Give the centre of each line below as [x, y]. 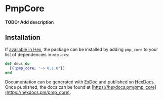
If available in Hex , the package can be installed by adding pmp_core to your [81, 49]
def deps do [17, 63]
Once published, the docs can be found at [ [49, 87]
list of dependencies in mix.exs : [37, 54]
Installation [23, 37]
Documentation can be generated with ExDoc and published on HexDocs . [80, 82]
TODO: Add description [30, 22]
